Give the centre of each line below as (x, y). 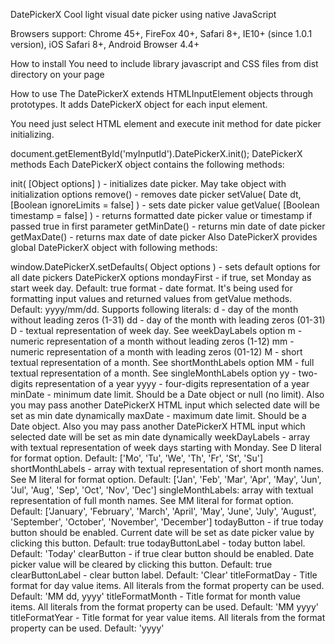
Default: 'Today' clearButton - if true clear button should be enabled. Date (162, 553)
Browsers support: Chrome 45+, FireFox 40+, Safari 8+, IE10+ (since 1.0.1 (161, 33)
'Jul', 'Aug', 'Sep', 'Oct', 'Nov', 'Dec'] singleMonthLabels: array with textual (162, 490)
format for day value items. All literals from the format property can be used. (167, 585)
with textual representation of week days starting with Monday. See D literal (166, 447)
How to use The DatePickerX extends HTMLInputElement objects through (161, 93)
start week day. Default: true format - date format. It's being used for (151, 288)
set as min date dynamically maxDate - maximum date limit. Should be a (158, 415)
